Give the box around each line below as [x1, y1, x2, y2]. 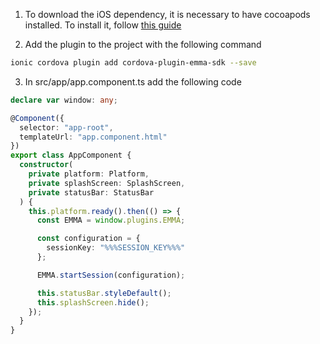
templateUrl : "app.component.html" [19, 132, 168, 142]
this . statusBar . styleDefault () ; [36, 288, 172, 298]
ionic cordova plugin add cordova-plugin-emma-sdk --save [10, 58, 257, 68]
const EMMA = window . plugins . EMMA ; [36, 215, 186, 226]
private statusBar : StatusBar [28, 187, 155, 198]
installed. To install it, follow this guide [24, 19, 182, 31]
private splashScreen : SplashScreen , [28, 178, 186, 188]
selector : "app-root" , [19, 122, 114, 133]
